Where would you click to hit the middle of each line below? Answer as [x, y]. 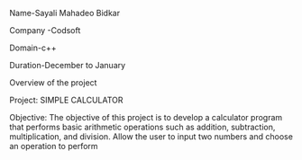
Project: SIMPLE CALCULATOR [66, 100]
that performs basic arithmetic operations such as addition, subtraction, [142, 127]
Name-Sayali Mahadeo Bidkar [64, 13]
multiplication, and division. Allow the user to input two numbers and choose [151, 137]
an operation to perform [54, 146]
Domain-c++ [33, 48]
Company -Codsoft [45, 30]
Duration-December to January [68, 65]
